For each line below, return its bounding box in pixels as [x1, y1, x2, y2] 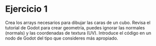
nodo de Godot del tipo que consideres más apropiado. [5, 35, 118, 41]
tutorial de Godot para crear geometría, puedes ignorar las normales [5, 24, 145, 30]
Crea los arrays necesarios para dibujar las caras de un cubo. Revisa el [5, 20, 151, 25]
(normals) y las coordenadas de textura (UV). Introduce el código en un [5, 30, 152, 36]
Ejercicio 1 [5, 3, 48, 15]
